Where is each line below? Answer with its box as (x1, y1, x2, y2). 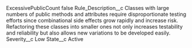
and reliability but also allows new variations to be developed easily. (6, 29, 171, 36)
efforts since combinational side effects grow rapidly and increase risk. (6, 17, 178, 24)
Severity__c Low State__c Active (6, 36, 84, 42)
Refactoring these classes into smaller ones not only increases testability (6, 23, 183, 30)
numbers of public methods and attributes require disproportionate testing (6, 11, 187, 18)
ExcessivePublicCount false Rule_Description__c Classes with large (6, 5, 170, 11)
